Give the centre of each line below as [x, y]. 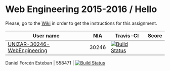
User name [46, 35]
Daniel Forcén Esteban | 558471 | [40, 63]
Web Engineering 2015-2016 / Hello [81, 9]
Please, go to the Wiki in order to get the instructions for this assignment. [81, 23]
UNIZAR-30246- [29, 44]
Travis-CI [127, 35]
